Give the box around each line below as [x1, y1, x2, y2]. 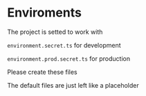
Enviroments [7, 5, 82, 21]
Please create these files [7, 68, 77, 76]
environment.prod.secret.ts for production [7, 54, 130, 63]
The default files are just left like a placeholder [7, 81, 140, 89]
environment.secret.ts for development [7, 41, 121, 49]
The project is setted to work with [7, 28, 103, 36]
